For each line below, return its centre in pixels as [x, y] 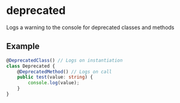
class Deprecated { [31, 66]
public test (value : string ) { [55, 77]
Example [23, 46]
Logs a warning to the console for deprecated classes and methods [90, 27]
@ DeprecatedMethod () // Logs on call [65, 71]
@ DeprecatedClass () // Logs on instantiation [64, 60]
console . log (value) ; [54, 83]
